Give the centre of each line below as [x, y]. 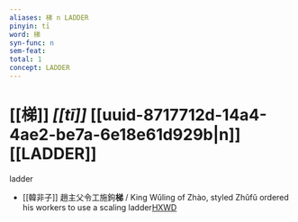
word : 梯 [25, 34]
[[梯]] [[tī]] [48, 115]
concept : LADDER [40, 68]
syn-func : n [32, 43]
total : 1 [26, 59]
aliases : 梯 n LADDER [49, 18]
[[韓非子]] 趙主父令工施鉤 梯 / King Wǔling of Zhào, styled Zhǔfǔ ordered [156, 197]
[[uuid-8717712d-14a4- [178, 115]
